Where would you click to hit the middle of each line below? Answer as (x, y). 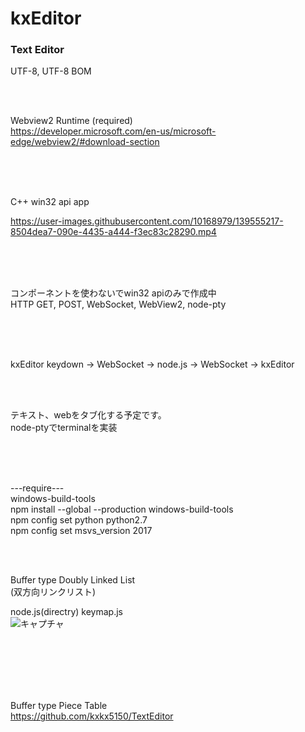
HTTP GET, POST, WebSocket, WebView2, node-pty (118, 304)
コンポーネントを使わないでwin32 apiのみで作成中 (113, 293)
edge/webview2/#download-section (85, 142)
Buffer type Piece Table (59, 706)
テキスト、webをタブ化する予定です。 (88, 415)
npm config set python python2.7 (79, 520)
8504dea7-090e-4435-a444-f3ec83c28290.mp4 (113, 232)
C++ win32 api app (50, 202)
